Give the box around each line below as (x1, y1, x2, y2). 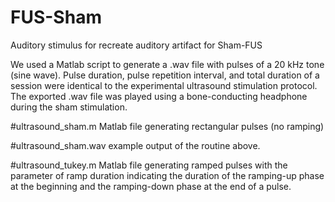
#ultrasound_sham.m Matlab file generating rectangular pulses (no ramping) (10, 120, 325, 132)
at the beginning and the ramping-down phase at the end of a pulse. (10, 180, 292, 192)
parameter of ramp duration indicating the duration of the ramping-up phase (10, 169, 325, 181)
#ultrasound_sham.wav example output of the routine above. (10, 139, 261, 151)
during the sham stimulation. (10, 101, 128, 113)
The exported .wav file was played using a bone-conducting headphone (10, 90, 308, 102)
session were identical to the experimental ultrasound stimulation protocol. (10, 79, 318, 91)
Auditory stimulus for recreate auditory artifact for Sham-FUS (10, 39, 263, 51)
